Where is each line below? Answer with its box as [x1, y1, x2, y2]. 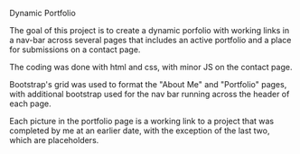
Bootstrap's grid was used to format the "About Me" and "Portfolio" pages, [9, 79, 287, 89]
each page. [9, 98, 52, 109]
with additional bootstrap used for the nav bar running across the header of [9, 89, 290, 99]
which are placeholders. [9, 135, 99, 145]
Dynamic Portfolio [9, 8, 77, 18]
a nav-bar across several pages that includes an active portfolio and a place [9, 35, 292, 45]
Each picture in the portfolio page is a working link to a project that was [9, 116, 274, 126]
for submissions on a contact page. [9, 44, 141, 55]
